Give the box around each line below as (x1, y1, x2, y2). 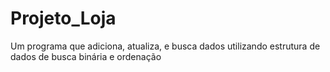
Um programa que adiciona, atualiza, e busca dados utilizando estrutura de (10, 40, 321, 52)
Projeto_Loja (10, 7, 117, 30)
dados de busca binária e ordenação (10, 50, 162, 62)
